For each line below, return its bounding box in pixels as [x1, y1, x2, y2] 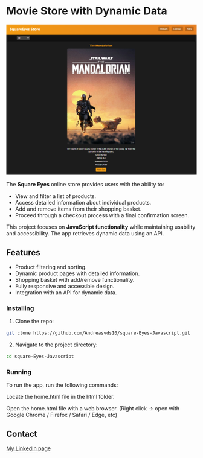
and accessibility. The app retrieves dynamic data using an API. [6, 230, 164, 237]
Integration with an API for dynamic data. [14, 288, 117, 296]
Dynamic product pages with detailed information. [14, 270, 140, 277]
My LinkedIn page [6, 445, 51, 452]
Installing [6, 304, 34, 312]
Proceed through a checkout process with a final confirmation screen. [14, 212, 190, 219]
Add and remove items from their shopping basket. [14, 205, 142, 212]
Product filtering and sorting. [14, 263, 87, 270]
